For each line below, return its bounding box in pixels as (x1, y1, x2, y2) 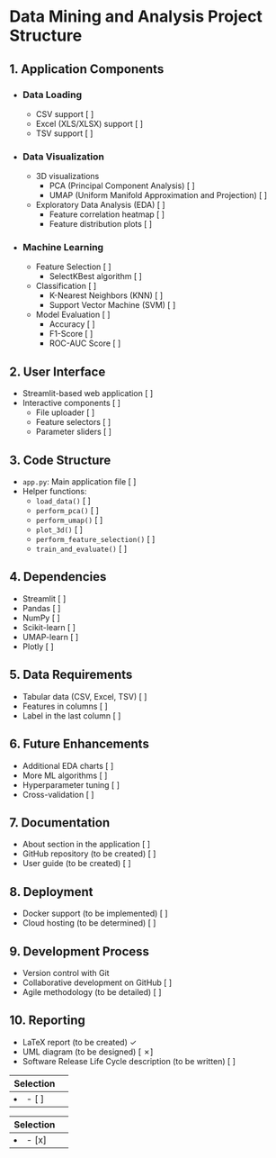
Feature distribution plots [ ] (49, 219, 153, 230)
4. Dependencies (9, 569, 107, 584)
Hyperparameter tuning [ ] (22, 779, 120, 790)
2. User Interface (9, 364, 106, 379)
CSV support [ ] (35, 108, 94, 119)
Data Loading (22, 88, 83, 101)
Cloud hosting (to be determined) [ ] (22, 918, 156, 928)
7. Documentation (9, 815, 111, 830)
